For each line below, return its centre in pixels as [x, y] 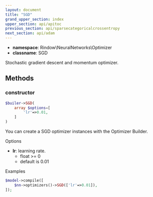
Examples [15, 171]
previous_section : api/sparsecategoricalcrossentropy [63, 29]
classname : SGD [30, 53]
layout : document [23, 10]
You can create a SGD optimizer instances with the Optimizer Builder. [76, 132]
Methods [20, 78]
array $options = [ [32, 108]
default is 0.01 [34, 162]
